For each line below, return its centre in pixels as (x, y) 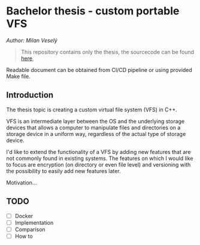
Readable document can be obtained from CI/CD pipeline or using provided (99, 69)
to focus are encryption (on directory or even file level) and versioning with (99, 164)
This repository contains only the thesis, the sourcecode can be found (107, 52)
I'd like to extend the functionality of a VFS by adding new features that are (99, 152)
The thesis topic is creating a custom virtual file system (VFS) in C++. (92, 110)
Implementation (34, 222)
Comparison (30, 229)
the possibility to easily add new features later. (63, 171)
